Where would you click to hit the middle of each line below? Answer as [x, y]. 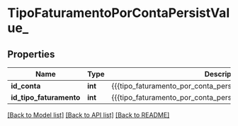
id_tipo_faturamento [46, 97]
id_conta [26, 86]
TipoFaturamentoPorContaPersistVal [119, 13]
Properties [31, 54]
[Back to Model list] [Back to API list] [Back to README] [89, 115]
